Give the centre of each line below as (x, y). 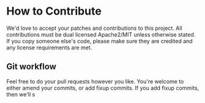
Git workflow (32, 67)
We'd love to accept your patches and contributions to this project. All (94, 28)
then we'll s (21, 94)
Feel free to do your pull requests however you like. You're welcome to (95, 81)
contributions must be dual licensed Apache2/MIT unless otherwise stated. (101, 34)
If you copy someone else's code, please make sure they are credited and (99, 41)
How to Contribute (54, 11)
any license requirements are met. (49, 48)
